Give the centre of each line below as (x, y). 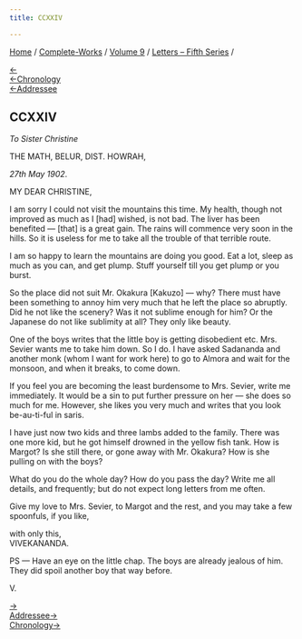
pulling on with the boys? (56, 462)
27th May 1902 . (39, 175)
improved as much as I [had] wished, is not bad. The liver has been (135, 219)
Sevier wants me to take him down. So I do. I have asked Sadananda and (145, 349)
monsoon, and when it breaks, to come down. (95, 368)
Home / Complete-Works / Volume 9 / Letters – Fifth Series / (122, 52)
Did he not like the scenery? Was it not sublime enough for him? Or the (141, 312)
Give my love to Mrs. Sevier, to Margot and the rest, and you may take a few (151, 506)
